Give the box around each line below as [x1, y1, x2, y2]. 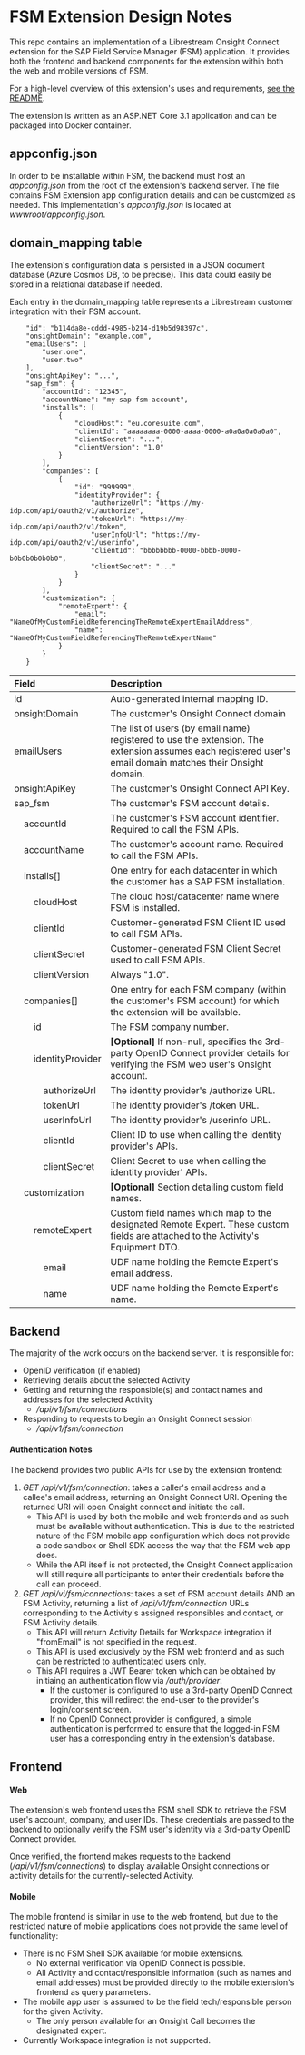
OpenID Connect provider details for [134, 1046, 290, 1059]
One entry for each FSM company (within [110, 983, 287, 995]
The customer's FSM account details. [110, 796, 270, 809]
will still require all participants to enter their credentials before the [35, 1568, 284, 1579]
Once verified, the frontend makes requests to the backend [9, 1851, 231, 1862]
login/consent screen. [49, 1704, 132, 1714]
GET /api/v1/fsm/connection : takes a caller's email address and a [22, 1482, 266, 1493]
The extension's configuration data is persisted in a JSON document [9, 259, 265, 270]
